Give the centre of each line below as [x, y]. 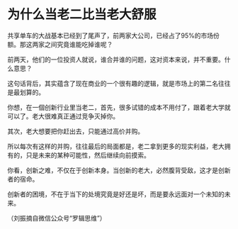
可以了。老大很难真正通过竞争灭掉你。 [63, 116]
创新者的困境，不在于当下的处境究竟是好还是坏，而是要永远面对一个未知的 [116, 194]
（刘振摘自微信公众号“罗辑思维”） [57, 218]
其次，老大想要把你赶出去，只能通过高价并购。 [75, 131]
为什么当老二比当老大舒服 [82, 15]
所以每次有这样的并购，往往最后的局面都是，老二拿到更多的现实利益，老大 [116, 146]
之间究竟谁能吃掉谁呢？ [79, 44]
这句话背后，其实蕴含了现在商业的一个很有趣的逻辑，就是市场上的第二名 [113, 83]
